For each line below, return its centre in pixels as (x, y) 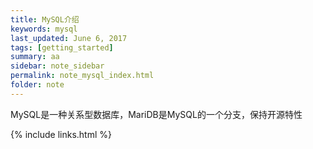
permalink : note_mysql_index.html (82, 76)
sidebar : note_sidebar (57, 66)
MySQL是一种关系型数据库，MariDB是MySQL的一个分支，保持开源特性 (156, 114)
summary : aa (35, 57)
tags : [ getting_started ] (62, 47)
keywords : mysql (44, 29)
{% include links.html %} (61, 134)
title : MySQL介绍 (45, 19)
